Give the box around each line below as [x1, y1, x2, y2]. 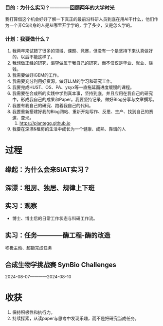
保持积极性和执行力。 [12, 309, 55, 315]
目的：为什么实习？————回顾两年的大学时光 [5, 4, 115, 11]
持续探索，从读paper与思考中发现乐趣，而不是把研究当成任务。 [12, 315, 140, 321]
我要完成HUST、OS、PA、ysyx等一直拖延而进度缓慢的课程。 [12, 84, 135, 90]
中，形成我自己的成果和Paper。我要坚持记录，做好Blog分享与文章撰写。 [12, 96, 157, 102]
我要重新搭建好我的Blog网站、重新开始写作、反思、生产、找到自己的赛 [12, 109, 154, 114]
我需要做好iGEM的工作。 [12, 72, 62, 78]
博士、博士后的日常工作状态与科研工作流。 [12, 216, 98, 221]
